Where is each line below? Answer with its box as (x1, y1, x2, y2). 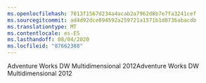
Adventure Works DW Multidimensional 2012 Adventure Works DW (7, 62, 199, 70)
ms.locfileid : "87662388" (7, 43, 83, 50)
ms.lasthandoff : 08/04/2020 (7, 36, 90, 43)
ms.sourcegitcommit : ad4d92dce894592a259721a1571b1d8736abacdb (7, 17, 197, 24)
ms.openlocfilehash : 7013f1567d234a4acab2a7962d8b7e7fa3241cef (7, 10, 197, 17)
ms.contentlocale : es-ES (7, 29, 80, 37)
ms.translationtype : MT (7, 23, 77, 30)
